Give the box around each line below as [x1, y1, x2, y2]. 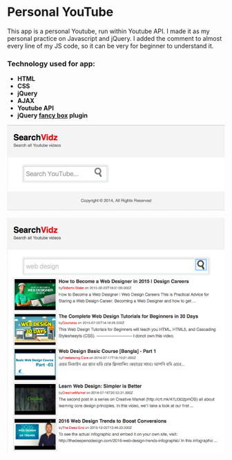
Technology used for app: [7, 59, 95, 68]
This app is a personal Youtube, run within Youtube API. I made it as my [7, 27, 210, 35]
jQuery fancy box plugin [17, 111, 88, 119]
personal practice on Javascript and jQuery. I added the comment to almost [7, 34, 222, 42]
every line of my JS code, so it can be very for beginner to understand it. [7, 41, 214, 50]
